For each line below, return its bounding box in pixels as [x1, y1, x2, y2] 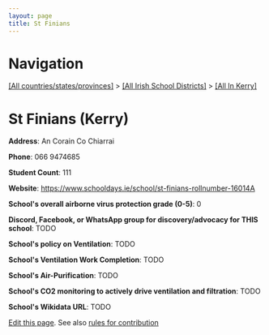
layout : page [8, 11, 53, 20]
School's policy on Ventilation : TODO [8, 239, 136, 249]
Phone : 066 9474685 [8, 152, 81, 162]
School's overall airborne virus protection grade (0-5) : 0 [8, 200, 202, 209]
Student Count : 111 [8, 168, 71, 178]
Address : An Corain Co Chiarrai [8, 136, 115, 146]
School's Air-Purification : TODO [8, 271, 119, 281]
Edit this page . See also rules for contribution [8, 318, 160, 328]
